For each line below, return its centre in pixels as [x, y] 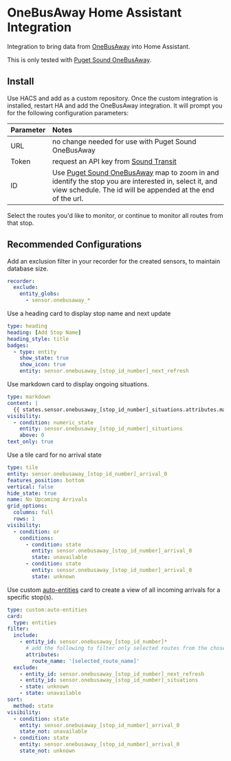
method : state [33, 706]
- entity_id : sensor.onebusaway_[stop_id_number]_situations [109, 680]
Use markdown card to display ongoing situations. [78, 384]
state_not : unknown [47, 751]
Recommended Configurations [75, 245]
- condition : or [36, 532]
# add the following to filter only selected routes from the [116, 649]
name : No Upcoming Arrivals [47, 500]
